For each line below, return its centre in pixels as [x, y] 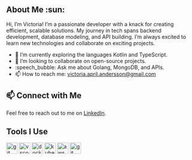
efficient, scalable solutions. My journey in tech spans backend [84, 30]
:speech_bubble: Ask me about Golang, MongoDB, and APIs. [89, 67]
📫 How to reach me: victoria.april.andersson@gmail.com [86, 74]
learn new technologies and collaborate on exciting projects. [81, 43]
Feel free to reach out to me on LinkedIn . [56, 113]
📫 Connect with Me [44, 95]
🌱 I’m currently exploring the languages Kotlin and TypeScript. [91, 54]
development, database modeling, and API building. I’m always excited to [96, 37]
